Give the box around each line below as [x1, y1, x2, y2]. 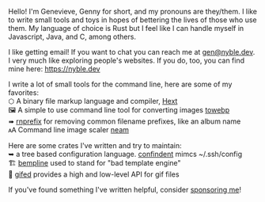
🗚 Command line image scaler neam [8, 125, 129, 134]
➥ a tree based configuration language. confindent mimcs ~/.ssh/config [8, 150, 243, 158]
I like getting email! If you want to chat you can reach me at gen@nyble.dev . [8, 48, 256, 56]
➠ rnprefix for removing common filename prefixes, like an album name [8, 116, 241, 126]
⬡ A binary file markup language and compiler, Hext [8, 97, 178, 105]
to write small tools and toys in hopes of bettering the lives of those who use [8, 15, 257, 25]
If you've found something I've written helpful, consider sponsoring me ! [8, 185, 241, 194]
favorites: [8, 88, 40, 97]
